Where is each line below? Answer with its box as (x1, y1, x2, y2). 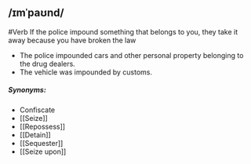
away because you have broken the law (8, 35, 136, 45)
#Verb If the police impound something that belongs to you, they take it (8, 27, 238, 36)
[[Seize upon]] (19, 147, 67, 156)
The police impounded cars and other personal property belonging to (19, 50, 244, 60)
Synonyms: (8, 86, 47, 95)
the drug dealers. (19, 59, 76, 68)
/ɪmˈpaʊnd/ (8, 6, 64, 20)
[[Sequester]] (19, 138, 64, 148)
